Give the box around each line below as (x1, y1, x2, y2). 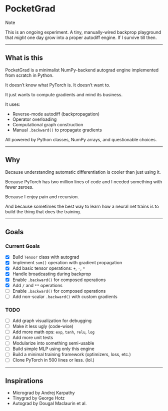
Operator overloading (12, 116, 57, 122)
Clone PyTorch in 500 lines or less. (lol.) (12, 357, 95, 363)
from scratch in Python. (5, 72, 54, 78)
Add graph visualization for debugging (12, 318, 92, 324)
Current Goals (5, 243, 40, 250)
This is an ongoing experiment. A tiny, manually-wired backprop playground (5, 29, 161, 35)
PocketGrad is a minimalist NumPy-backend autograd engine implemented (5, 67, 159, 73)
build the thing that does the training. (5, 208, 81, 215)
